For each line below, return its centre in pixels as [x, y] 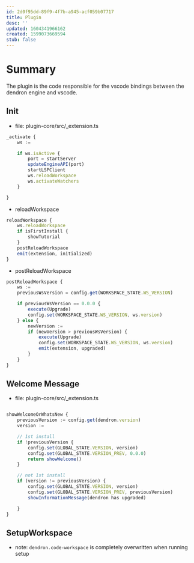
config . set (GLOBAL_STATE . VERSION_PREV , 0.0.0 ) [87, 453]
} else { [28, 320]
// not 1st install [41, 475]
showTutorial [44, 237]
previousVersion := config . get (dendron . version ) [79, 420]
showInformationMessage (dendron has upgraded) [87, 498]
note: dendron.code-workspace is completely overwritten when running [101, 547]
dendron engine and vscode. [42, 92]
